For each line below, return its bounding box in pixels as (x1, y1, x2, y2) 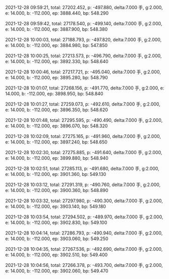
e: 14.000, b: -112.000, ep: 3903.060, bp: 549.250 (5, 236, 108, 242)
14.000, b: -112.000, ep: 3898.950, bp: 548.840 (5, 90, 103, 97)
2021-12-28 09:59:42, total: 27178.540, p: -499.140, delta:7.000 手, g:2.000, (5, 21, 162, 26)
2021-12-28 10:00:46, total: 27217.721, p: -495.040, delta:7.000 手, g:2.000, (5, 69, 161, 75)
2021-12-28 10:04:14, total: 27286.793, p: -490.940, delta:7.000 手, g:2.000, (5, 230, 163, 236)
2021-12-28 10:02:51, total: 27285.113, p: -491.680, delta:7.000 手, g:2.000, (5, 166, 160, 171)
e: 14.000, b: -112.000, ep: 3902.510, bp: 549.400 (5, 252, 108, 258)
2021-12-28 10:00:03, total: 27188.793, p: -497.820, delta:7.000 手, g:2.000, (5, 37, 162, 42)
